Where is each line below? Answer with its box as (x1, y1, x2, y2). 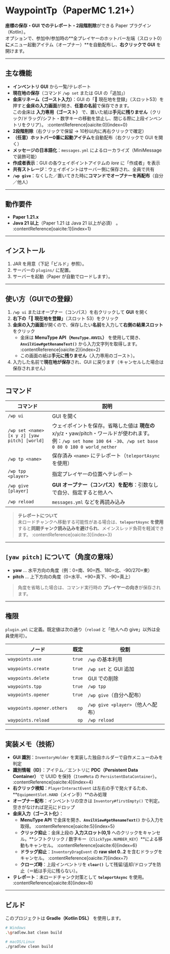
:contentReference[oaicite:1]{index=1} (12, 225, 92, 232)
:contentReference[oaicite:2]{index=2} (20, 346, 101, 353)
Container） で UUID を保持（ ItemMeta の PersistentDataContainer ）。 (12, 773, 159, 779)
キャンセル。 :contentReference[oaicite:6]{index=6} (29, 843, 138, 849)
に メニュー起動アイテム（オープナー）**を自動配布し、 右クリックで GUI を (5, 41, 161, 47)
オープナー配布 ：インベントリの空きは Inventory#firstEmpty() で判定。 (12, 798, 163, 804)
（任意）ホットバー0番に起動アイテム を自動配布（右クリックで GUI (12, 134, 153, 140)
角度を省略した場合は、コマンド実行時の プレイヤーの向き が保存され (17, 584, 161, 590)
